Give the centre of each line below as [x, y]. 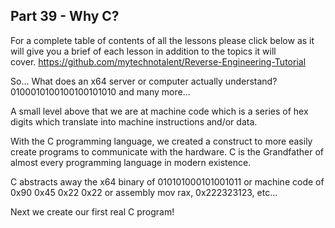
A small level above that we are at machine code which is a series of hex [159, 111]
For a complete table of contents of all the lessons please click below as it [162, 40]
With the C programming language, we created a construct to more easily [161, 141]
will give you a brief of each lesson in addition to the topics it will [143, 51]
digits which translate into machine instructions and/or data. [134, 121]
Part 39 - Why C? [65, 16]
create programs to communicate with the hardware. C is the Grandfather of [167, 151]
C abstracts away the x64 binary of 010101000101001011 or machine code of [167, 181]
